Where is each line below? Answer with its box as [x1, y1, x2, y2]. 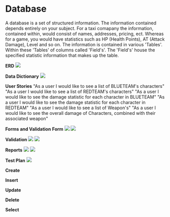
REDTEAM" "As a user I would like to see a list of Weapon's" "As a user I [5, 105, 156, 111]
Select [5, 206, 19, 212]
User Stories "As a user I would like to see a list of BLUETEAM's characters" [5, 83, 165, 89]
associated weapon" [5, 115, 48, 121]
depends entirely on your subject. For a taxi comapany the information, [5, 25, 154, 31]
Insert [5, 177, 18, 183]
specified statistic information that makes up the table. [5, 52, 119, 58]
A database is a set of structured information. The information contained [5, 20, 156, 26]
